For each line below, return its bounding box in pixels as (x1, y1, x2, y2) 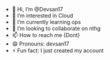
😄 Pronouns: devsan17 (11, 40, 70, 47)
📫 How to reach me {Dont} (11, 32, 80, 38)
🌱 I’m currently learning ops (11, 19, 82, 25)
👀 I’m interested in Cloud (11, 12, 74, 19)
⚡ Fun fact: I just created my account (11, 47, 104, 54)
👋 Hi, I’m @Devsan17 (11, 6, 63, 13)
